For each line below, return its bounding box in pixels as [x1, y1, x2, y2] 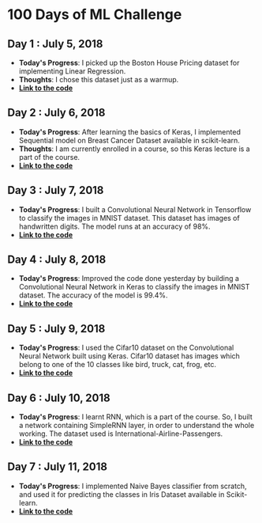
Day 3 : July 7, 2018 [7, 184, 104, 197]
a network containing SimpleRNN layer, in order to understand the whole [18, 421, 255, 430]
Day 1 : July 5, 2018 [7, 37, 103, 51]
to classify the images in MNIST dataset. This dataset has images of [18, 213, 240, 222]
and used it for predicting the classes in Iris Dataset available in [18, 489, 225, 499]
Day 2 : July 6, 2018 [7, 106, 106, 119]
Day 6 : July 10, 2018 [7, 391, 111, 404]
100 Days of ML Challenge [7, 6, 182, 24]
